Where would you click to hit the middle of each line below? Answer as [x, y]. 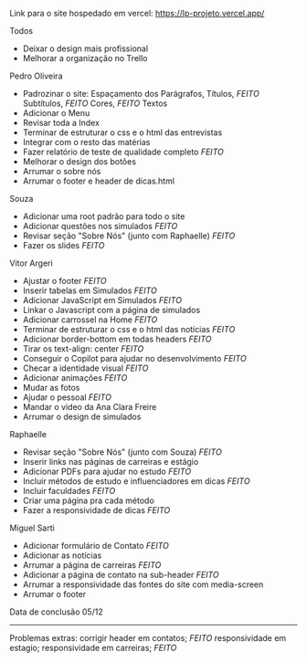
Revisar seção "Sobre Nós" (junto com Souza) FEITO [122, 452]
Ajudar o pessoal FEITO [67, 397]
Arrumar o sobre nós [62, 171]
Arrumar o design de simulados [82, 416]
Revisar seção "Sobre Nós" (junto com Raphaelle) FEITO [129, 236]
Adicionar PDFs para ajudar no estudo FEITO [107, 471]
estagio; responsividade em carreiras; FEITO [93, 648]
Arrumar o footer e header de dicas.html [99, 181]
